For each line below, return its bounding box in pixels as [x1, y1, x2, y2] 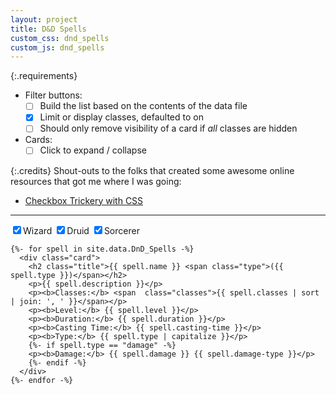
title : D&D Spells [10, 24, 87, 34]
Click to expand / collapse [39, 144, 147, 156]
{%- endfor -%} [10, 375, 74, 385]
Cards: [24, 134, 53, 146]
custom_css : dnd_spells [10, 33, 110, 43]
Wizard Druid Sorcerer [23, 224, 140, 236]
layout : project [10, 14, 78, 25]
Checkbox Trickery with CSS [24, 194, 144, 206]
